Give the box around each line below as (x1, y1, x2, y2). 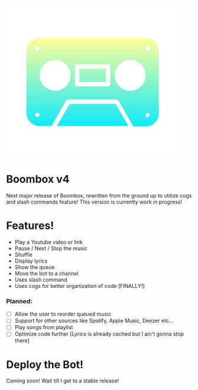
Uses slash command (14, 276, 67, 283)
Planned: (6, 297, 33, 305)
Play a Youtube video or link (14, 238, 83, 245)
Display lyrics (14, 257, 48, 264)
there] (14, 337, 30, 344)
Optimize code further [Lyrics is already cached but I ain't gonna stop (14, 330, 184, 337)
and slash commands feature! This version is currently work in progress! (6, 198, 182, 205)
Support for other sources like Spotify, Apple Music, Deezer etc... (14, 317, 174, 325)
